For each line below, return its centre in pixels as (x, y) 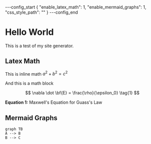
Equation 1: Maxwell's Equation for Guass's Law (54, 102)
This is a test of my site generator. (39, 46)
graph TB (14, 129)
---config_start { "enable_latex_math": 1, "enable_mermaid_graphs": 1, (76, 7)
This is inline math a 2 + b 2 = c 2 (36, 73)
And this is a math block (29, 84)
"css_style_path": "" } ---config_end (42, 12)
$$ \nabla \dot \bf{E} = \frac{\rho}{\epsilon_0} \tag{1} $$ (82, 93)
